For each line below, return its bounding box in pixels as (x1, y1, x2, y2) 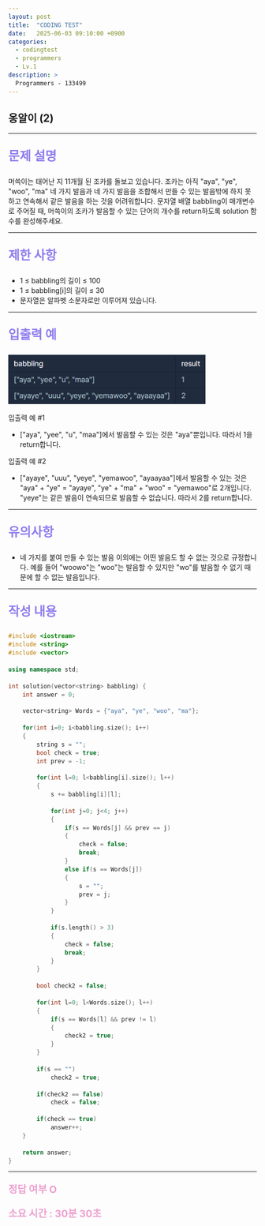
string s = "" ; (36, 740, 87, 748)
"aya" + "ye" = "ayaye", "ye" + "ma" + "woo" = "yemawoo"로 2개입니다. (19, 483, 252, 493)
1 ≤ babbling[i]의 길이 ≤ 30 (19, 286, 105, 295)
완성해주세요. (22, 216, 64, 226)
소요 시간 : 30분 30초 (8, 1208, 102, 1220)
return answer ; (22, 1149, 73, 1157)
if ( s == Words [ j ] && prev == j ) (64, 823, 171, 832)
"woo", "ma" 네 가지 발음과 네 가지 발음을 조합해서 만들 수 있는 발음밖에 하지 (8, 186, 243, 197)
